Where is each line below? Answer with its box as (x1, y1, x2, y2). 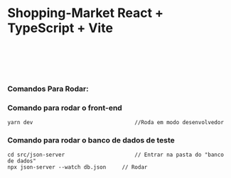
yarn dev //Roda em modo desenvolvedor (7, 119, 224, 126)
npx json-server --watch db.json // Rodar (7, 164, 148, 171)
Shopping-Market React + (7, 5, 164, 21)
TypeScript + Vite (7, 20, 114, 36)
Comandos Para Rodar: (7, 84, 89, 94)
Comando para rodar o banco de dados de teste (7, 135, 176, 145)
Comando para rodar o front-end (7, 103, 122, 113)
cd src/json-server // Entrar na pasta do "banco (7, 151, 224, 159)
